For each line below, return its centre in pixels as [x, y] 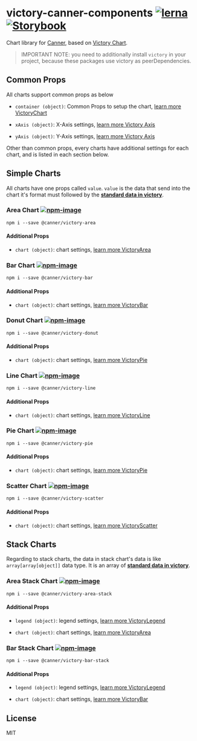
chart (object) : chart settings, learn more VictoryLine [82, 415]
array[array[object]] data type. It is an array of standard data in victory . [98, 565]
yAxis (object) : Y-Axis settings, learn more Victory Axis [85, 136]
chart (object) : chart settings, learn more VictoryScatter [86, 525]
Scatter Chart [27, 486]
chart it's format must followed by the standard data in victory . [85, 195]
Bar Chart [21, 265]
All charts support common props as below [60, 95]
